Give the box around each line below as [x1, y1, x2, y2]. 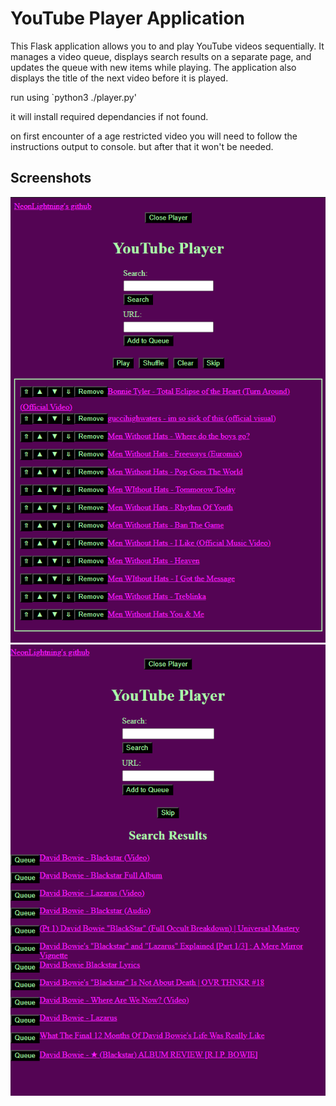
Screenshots [10, 170, 92, 187]
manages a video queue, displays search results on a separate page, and [10, 50, 312, 62]
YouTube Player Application [10, 7, 246, 30]
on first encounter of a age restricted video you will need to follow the [10, 130, 298, 142]
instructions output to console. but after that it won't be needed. [10, 140, 274, 152]
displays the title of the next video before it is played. [10, 72, 229, 84]
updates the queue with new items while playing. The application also [10, 61, 297, 73]
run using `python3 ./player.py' [10, 91, 137, 103]
